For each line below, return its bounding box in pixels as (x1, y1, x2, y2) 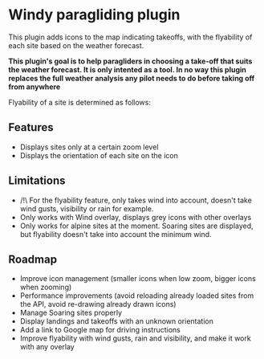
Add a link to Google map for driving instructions (19, 325, 181, 335)
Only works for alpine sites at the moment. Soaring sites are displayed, (19, 221, 254, 230)
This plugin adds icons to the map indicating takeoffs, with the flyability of (8, 32, 253, 42)
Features (8, 120, 54, 134)
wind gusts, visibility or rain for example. (19, 203, 154, 214)
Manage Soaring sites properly (19, 308, 123, 318)
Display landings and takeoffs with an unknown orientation (19, 316, 214, 326)
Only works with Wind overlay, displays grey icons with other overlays (19, 212, 252, 222)
